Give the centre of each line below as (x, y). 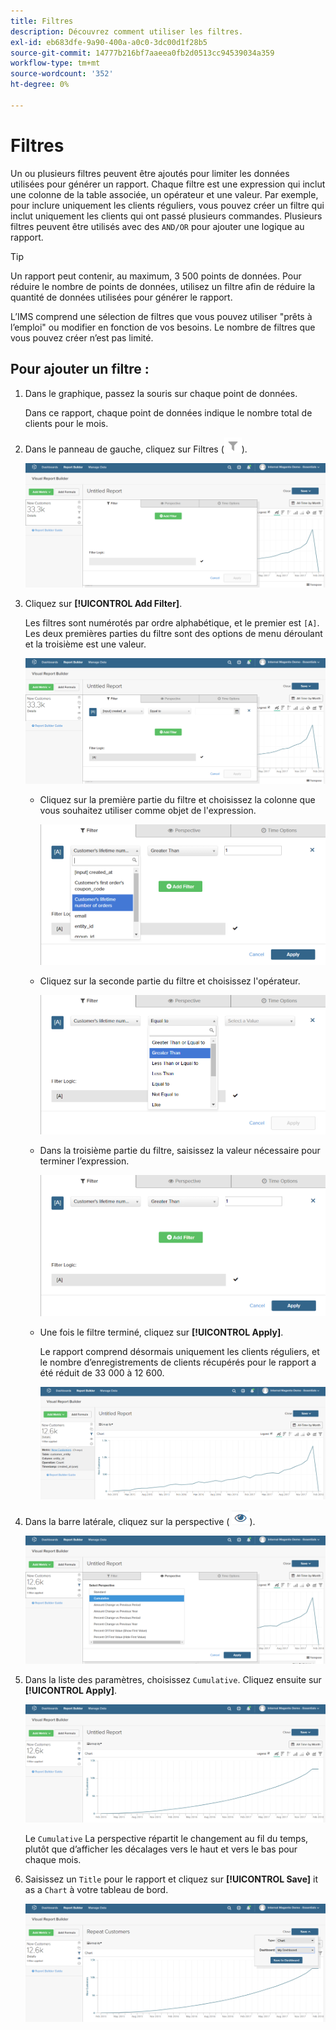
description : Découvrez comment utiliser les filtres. (127, 31)
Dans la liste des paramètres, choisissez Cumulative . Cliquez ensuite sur (173, 1679)
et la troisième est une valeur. (85, 644)
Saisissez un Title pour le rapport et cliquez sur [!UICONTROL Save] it (171, 1879)
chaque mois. (53, 1859)
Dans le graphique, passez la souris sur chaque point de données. (161, 393)
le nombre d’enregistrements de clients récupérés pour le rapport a (178, 1362)
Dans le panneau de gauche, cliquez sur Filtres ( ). (136, 449)
